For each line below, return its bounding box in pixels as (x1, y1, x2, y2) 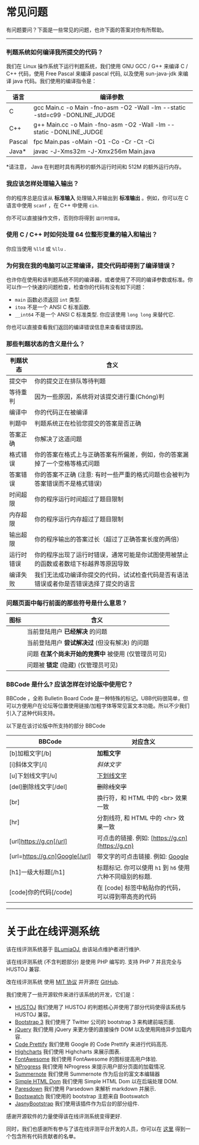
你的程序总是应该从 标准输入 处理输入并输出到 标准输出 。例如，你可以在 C (6, 194, 188, 201)
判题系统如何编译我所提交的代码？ (6, 48, 104, 56)
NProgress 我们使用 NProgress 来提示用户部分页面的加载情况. (14, 1062, 166, 1070)
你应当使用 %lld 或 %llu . (6, 245, 66, 252)
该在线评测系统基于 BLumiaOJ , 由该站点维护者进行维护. (6, 945, 141, 953)
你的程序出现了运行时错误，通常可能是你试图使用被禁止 (34, 551, 189, 559)
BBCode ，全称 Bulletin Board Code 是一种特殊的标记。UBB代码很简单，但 (6, 695, 188, 702)
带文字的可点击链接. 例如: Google (97, 853, 189, 861)
